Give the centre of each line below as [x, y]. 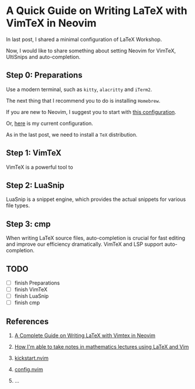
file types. [18, 206]
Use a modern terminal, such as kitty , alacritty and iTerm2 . [79, 89]
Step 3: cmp [29, 224]
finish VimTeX [31, 290]
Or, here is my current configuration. [49, 123]
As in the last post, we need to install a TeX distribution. [72, 134]
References [27, 322]
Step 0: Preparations [44, 75]
